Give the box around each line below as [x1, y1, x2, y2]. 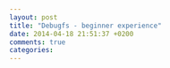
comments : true [9, 37, 66, 47]
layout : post [9, 12, 58, 22]
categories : [9, 46, 54, 55]
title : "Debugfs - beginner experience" [9, 21, 163, 30]
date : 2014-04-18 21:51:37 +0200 [9, 29, 134, 38]
